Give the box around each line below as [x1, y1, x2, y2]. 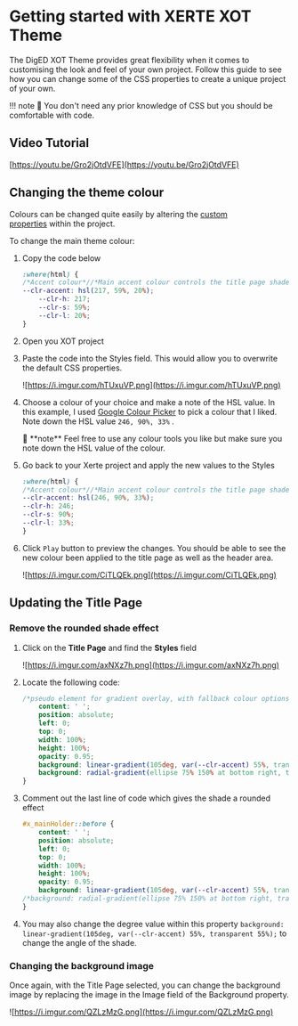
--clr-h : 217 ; [38, 295, 91, 304]
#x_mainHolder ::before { [21, 819, 115, 829]
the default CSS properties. [21, 362, 123, 373]
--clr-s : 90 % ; [21, 510, 75, 519]
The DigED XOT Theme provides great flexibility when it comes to [9, 54, 250, 65]
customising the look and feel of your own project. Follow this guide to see [9, 64, 282, 75]
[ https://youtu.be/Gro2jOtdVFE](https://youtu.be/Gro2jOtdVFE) [9, 159, 240, 170]
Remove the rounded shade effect [9, 622, 159, 634]
